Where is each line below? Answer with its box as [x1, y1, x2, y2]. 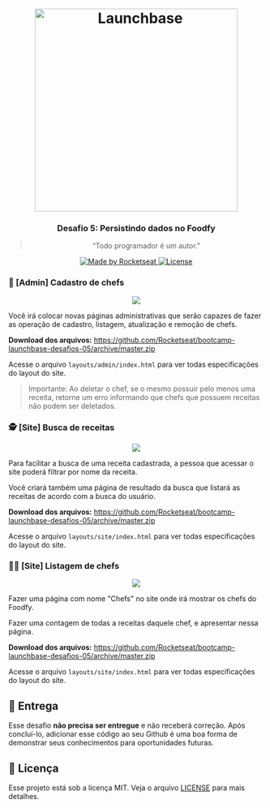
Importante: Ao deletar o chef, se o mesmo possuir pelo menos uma [28, 384, 255, 393]
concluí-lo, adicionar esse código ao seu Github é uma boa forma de [8, 729, 238, 739]
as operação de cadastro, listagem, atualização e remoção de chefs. [8, 319, 238, 329]
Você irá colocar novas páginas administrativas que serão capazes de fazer [8, 311, 262, 320]
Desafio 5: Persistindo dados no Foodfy [56, 223, 216, 234]
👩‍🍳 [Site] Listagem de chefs [8, 561, 120, 571]
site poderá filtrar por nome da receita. [8, 467, 138, 477]
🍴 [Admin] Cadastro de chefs [8, 277, 125, 288]
